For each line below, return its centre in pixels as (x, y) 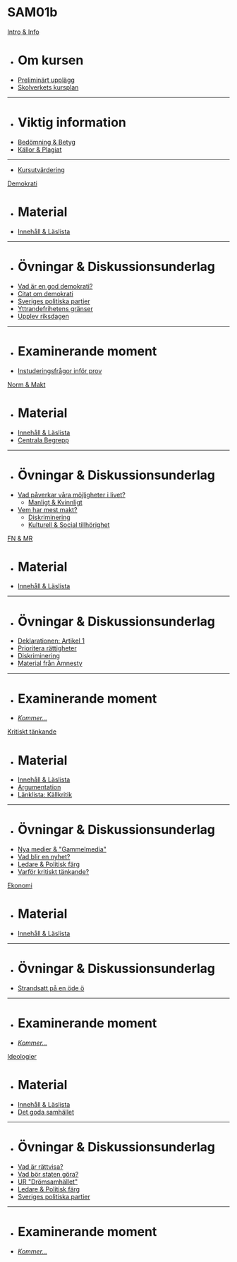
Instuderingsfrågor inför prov (60, 370)
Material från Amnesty (50, 663)
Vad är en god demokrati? (55, 286)
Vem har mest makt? (47, 509)
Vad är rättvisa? (40, 1166)
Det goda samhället (46, 1112)
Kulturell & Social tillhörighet (69, 524)
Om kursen (50, 60)
